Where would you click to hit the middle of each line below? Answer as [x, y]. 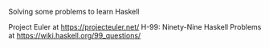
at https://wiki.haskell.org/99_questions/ [75, 36]
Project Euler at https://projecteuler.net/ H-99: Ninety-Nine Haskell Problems [135, 27]
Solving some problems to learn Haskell [74, 12]
